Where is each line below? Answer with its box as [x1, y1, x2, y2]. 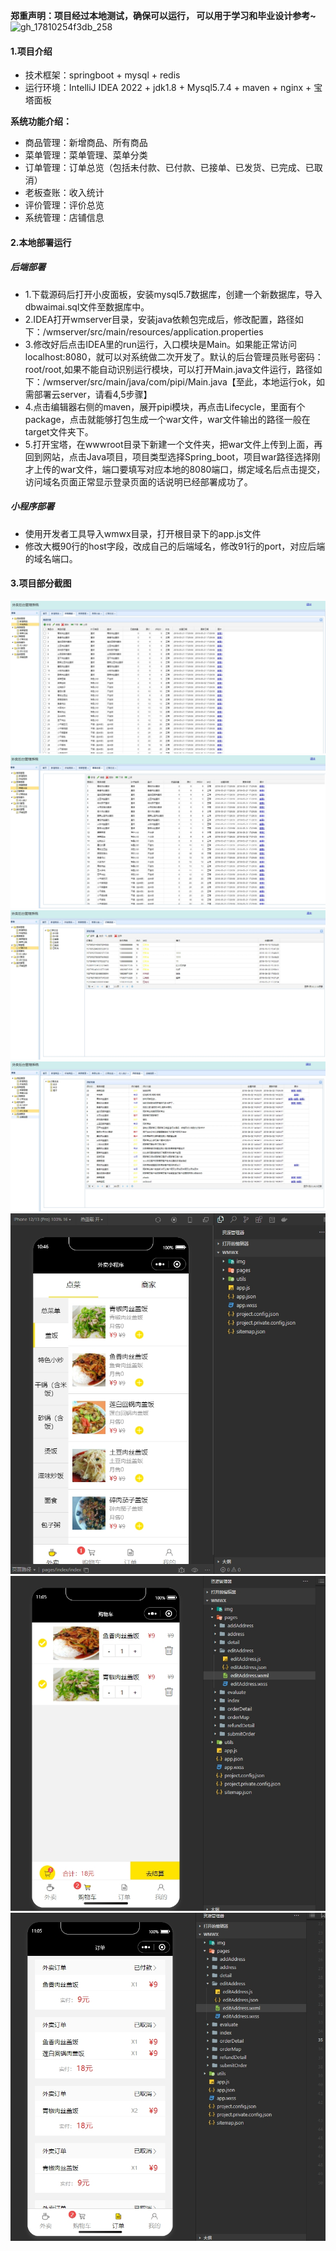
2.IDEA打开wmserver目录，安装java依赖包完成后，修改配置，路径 [24, 313, 295, 325]
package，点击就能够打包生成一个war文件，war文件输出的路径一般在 [24, 413, 311, 425]
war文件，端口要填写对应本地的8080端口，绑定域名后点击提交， [59, 463, 326, 475]
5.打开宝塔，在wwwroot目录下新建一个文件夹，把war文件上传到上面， [24, 438, 315, 450]
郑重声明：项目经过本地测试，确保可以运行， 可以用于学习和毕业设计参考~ [10, 10, 317, 21]
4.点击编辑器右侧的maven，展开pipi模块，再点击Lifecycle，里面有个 [24, 400, 306, 413]
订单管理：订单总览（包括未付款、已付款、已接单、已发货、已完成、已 [24, 162, 315, 174]
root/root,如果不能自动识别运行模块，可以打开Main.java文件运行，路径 [24, 363, 314, 375]
